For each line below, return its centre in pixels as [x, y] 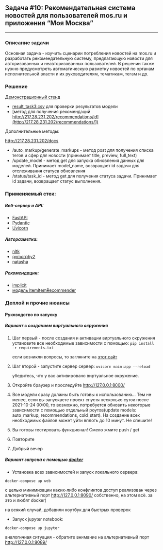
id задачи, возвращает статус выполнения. [57, 181]
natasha [20, 262]
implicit [19, 285]
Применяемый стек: [31, 194]
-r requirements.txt [33, 348]
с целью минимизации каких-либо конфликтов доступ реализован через [81, 490]
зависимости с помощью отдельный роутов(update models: [74, 410]
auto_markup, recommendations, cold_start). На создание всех [76, 415]
